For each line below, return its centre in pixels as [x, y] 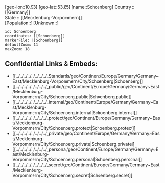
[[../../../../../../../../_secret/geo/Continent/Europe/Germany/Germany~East [86, 165]
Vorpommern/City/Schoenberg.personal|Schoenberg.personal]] [77, 159]
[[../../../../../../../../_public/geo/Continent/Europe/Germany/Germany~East [85, 86]
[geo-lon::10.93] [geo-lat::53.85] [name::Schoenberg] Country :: [70, 7]
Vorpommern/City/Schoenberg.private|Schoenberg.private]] [73, 144]
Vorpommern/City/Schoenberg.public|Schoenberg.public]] [72, 97]
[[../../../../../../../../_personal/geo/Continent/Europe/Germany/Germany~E [85, 149]
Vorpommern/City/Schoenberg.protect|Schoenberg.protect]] [74, 128]
